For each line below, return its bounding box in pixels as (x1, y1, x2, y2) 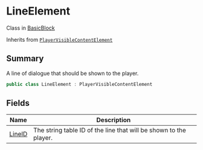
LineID (9, 130, 28, 139)
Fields (6, 98, 30, 108)
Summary (6, 53, 44, 64)
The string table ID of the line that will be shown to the (33, 126, 186, 134)
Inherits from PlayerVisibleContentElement (6, 36, 113, 43)
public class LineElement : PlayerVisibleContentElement (6, 81, 153, 87)
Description (96, 116, 131, 125)
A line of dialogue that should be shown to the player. (6, 70, 139, 77)
